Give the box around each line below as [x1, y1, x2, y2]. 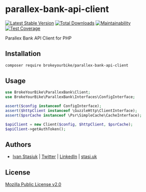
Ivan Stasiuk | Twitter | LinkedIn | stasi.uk [12, 153, 97, 159]
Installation [5, 49, 41, 58]
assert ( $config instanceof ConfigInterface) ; [5, 103, 101, 108]
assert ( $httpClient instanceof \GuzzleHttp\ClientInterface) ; [5, 108, 137, 113]
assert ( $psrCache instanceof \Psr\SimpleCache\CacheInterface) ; [5, 112, 142, 118]
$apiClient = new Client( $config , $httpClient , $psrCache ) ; [5, 121, 133, 127]
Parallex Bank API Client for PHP [5, 35, 71, 41]
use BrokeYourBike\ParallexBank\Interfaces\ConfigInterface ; [5, 94, 135, 99]
